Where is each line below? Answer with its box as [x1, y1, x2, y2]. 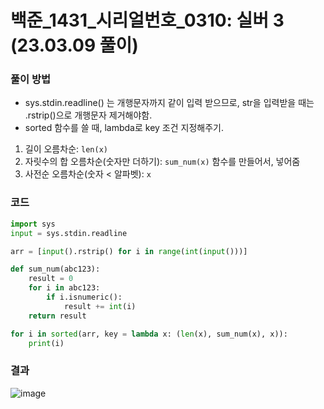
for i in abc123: [28, 283, 101, 293]
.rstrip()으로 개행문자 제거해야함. [24, 109, 153, 121]
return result [28, 311, 87, 321]
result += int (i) [63, 301, 137, 311]
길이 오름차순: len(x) [24, 143, 108, 155]
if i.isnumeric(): [46, 292, 123, 303]
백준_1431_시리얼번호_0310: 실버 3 [10, 9, 285, 32]
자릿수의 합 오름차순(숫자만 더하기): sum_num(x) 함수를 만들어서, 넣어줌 [24, 156, 301, 168]
